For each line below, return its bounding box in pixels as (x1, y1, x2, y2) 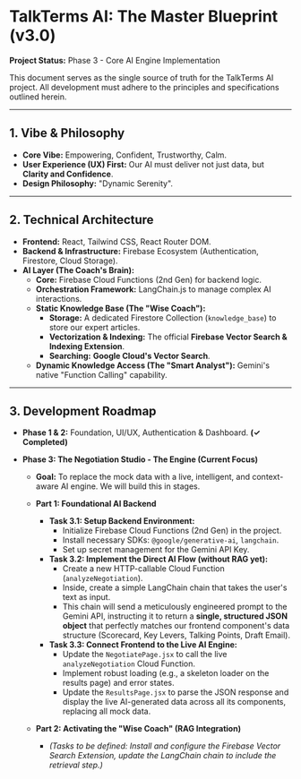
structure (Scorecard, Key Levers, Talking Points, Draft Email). (62, 629, 291, 641)
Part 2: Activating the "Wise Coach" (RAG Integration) (35, 723, 242, 734)
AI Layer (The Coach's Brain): (21, 264, 134, 275)
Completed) (21, 437, 69, 448)
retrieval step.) (48, 759, 103, 771)
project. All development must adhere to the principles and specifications (9, 81, 279, 92)
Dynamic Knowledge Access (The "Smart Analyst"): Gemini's (35, 360, 271, 371)
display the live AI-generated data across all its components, (62, 697, 287, 707)
